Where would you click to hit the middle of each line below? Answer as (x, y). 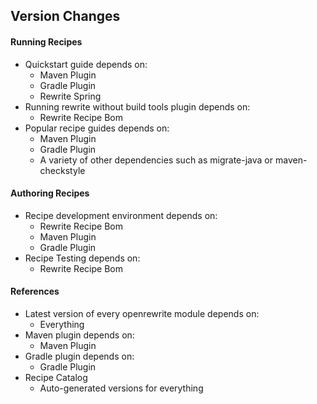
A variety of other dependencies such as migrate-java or (156, 160)
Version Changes (65, 16)
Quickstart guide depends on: (86, 64)
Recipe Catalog (56, 377)
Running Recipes (46, 41)
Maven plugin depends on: (79, 335)
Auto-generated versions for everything (121, 388)
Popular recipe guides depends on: (97, 128)
